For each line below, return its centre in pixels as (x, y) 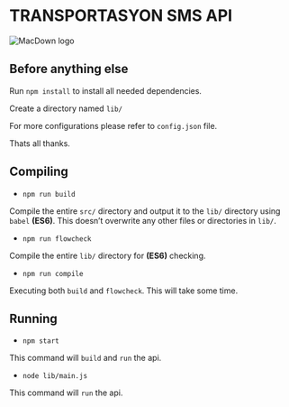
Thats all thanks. (40, 143)
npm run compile (53, 273)
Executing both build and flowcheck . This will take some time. (124, 291)
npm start (41, 341)
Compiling (39, 172)
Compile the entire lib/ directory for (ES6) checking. (108, 255)
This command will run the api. (66, 393)
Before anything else (69, 69)
